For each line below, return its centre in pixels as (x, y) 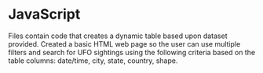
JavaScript (44, 14)
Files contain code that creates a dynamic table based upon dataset (118, 36)
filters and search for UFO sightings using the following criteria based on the (132, 52)
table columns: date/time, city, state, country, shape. (93, 61)
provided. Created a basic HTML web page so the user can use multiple (124, 43)
